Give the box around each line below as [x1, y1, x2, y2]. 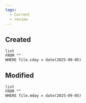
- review [9, 17, 28, 22]
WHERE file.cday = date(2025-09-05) [5, 57, 81, 63]
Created [5, 35, 31, 44]
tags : [5, 7, 16, 13]
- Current [9, 12, 30, 17]
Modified [5, 71, 34, 79]
